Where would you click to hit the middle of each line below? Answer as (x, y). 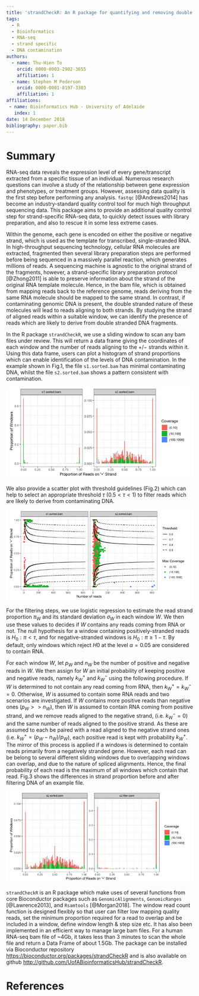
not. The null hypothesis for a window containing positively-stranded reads (98, 630)
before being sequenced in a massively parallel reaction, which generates (97, 260)
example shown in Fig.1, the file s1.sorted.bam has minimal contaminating (96, 366)
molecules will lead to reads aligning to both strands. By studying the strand (99, 310)
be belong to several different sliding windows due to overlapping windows (98, 758)
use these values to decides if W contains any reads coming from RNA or (96, 625)
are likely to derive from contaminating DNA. (60, 501)
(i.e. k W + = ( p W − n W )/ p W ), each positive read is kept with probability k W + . (97, 737)
